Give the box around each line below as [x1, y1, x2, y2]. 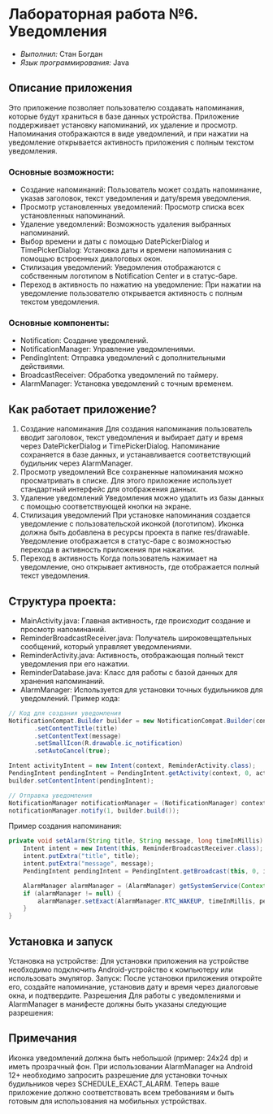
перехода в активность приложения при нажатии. [19, 545, 195, 555]
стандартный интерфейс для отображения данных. [19, 484, 199, 494]
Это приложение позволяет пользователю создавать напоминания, [8, 102, 245, 112]
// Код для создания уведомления [8, 709, 122, 717]
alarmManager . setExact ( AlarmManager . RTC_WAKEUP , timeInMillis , [37, 897, 256, 905]
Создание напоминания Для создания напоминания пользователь [19, 424, 253, 434]
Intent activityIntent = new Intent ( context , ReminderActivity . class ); [8, 761, 256, 770]
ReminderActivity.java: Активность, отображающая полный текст [19, 650, 245, 660]
